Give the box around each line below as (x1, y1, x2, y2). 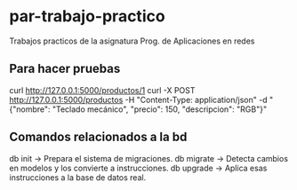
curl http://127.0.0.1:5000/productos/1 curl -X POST (9, 84, 196, 95)
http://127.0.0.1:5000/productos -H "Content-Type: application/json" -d (9, 94, 269, 105)
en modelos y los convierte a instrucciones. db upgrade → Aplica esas (9, 162, 268, 173)
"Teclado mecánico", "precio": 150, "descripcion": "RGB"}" (52, 104, 268, 115)
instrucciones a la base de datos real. (9, 171, 147, 183)
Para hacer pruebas (9, 61, 121, 76)
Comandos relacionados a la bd (9, 130, 188, 145)
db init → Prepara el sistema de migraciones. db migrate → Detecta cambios (9, 153, 289, 163)
